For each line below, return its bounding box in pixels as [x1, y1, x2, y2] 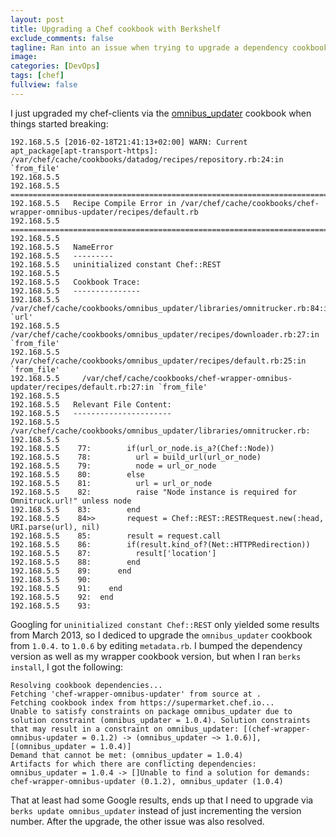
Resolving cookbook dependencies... [10, 680, 163, 690]
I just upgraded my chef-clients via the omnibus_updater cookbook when [10, 107, 312, 119]
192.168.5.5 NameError [10, 242, 114, 252]
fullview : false [10, 80, 78, 90]
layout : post [10, 14, 65, 25]
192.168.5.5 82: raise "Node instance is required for [10, 487, 298, 497]
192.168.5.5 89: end [10, 566, 132, 576]
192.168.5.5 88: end [10, 557, 141, 567]
